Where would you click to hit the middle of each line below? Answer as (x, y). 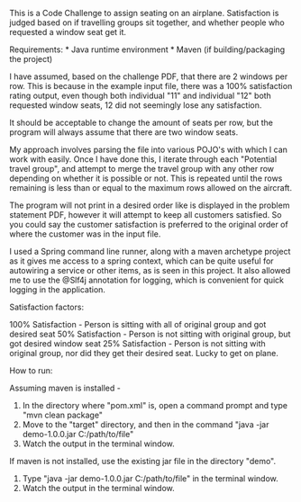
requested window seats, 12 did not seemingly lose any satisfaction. (136, 105)
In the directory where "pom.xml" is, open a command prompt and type (155, 405)
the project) (31, 59)
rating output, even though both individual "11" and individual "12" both (141, 95)
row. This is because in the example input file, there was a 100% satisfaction (151, 86)
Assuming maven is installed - (65, 388)
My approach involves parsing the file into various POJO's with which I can (149, 149)
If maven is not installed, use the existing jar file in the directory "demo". (143, 461)
